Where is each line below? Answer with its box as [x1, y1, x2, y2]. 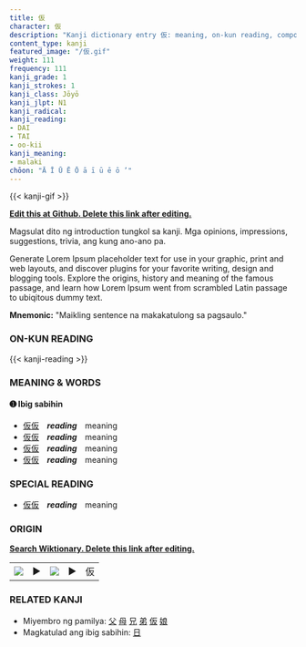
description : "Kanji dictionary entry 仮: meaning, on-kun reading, [9, 30, 273, 39]
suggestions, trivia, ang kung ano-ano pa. [9, 236, 167, 247]
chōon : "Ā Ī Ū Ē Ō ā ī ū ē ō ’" [9, 166, 132, 175]
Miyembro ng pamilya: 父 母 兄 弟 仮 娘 [22, 615, 168, 626]
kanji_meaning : [9, 149, 67, 158]
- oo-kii [9, 140, 43, 149]
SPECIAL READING [9, 478, 94, 490]
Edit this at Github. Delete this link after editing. [9, 209, 192, 220]
